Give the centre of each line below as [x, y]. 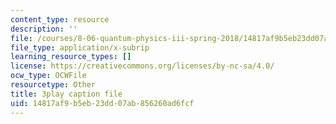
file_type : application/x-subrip [80, 47]
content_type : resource [60, 19]
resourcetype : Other [53, 85]
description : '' [44, 29]
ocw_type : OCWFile [48, 76]
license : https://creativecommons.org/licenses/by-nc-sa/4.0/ [142, 66]
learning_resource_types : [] [71, 57]
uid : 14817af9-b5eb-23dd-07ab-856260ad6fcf [102, 103]
